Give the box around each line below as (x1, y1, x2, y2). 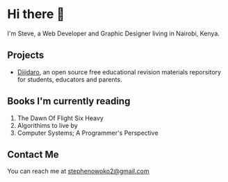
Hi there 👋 (7, 6, 65, 22)
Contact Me (7, 149, 59, 160)
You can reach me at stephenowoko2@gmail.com (7, 167, 149, 176)
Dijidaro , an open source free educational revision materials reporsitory (17, 67, 221, 76)
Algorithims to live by (17, 121, 78, 129)
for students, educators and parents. (17, 75, 123, 83)
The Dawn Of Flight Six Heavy (17, 114, 104, 122)
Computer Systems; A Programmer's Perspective (17, 129, 158, 137)
